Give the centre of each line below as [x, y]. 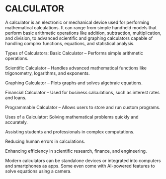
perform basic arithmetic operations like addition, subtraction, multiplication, [83, 33]
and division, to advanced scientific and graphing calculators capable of [79, 38]
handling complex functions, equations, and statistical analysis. [70, 43]
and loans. [16, 98]
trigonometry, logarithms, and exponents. [47, 73]
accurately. [17, 122]
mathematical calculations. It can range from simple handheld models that [81, 27]
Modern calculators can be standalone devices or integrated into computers [83, 160]
